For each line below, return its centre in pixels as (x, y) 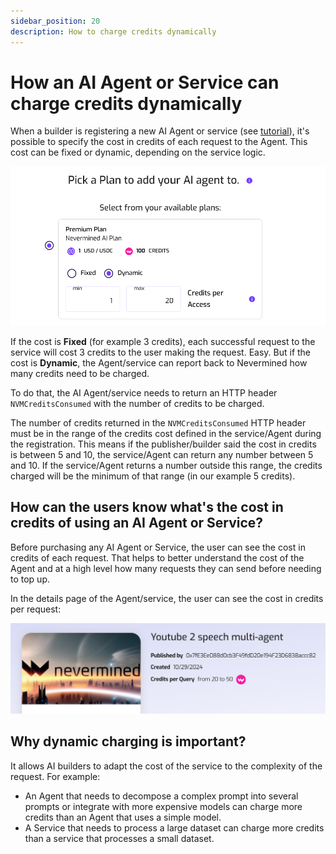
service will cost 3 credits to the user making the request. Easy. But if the (161, 352)
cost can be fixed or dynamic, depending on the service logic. (138, 152)
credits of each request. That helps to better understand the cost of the (157, 557)
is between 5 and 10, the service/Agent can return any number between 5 (162, 455)
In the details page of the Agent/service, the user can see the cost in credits (167, 598)
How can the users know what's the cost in (147, 507)
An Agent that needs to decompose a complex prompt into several (161, 796)
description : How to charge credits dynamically (113, 31)
